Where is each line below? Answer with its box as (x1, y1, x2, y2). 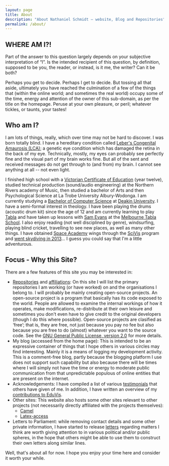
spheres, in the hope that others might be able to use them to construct (12, 434, 160, 440)
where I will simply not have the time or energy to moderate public (12, 364, 150, 370)
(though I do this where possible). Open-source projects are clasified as (12, 316, 162, 322)
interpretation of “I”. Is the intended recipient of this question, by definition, (5, 59, 160, 65)
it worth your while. (5, 455, 45, 461)
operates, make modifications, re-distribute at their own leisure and (12, 305, 152, 311)
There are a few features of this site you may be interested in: (5, 269, 133, 275)
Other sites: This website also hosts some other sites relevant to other (12, 397, 157, 403)
